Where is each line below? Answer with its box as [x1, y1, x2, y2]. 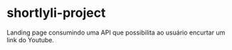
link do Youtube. [6, 35, 55, 44]
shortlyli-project [6, 5, 106, 21]
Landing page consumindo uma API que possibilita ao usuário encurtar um [6, 28, 226, 37]
